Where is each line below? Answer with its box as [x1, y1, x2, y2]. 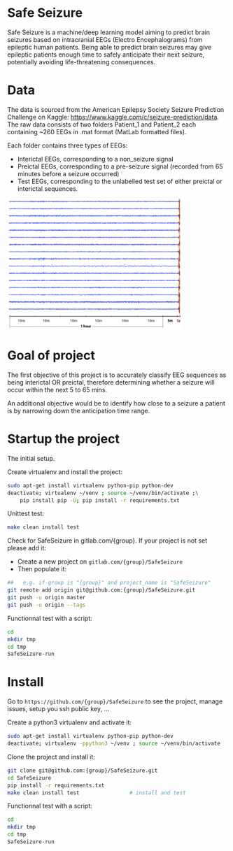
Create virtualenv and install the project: [7, 467, 122, 476]
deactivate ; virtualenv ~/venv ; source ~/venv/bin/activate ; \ [7, 489, 199, 496]
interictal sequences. [17, 184, 78, 193]
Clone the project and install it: [7, 752, 96, 761]
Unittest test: [7, 509, 44, 518]
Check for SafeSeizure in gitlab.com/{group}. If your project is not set [7, 536, 208, 545]
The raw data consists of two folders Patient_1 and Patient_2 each [7, 120, 197, 129]
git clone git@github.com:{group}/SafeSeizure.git [7, 767, 158, 774]
